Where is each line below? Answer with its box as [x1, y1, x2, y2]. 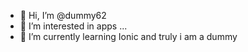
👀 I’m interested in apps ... [19, 20, 128, 32]
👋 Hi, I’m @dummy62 [19, 10, 107, 21]
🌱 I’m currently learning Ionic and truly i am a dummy [19, 31, 238, 42]
